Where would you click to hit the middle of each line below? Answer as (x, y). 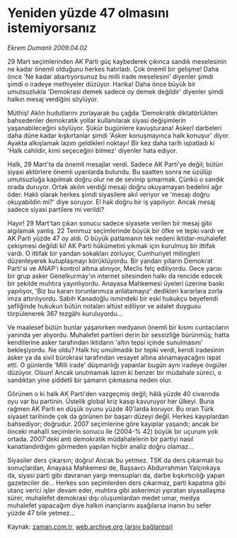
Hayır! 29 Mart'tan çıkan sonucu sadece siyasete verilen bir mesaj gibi (110, 223)
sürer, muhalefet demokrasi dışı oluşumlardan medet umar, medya (104, 498)
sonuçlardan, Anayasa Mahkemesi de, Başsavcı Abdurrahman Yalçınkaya (114, 467)
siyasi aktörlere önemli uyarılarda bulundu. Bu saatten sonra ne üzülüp (110, 172)
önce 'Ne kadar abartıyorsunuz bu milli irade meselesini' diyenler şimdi (110, 77)
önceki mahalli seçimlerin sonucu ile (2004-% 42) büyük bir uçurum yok (113, 431)
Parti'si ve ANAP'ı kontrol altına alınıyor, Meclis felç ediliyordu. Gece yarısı (115, 268)
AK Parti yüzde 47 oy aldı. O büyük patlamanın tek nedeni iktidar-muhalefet (117, 238)
